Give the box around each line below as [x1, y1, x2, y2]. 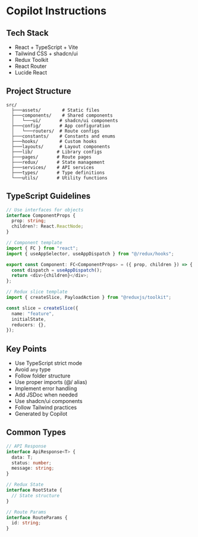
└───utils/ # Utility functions [11, 174, 108, 181]
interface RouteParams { [6, 514, 68, 520]
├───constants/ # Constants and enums [11, 133, 116, 139]
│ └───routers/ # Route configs [11, 128, 100, 134]
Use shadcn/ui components [14, 398, 83, 405]
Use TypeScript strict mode [14, 360, 83, 367]
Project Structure [6, 86, 71, 96]
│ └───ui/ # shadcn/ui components [11, 117, 118, 123]
